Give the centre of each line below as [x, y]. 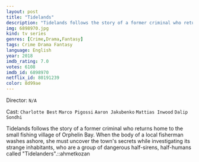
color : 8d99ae [24, 84]
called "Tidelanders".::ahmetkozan [48, 154]
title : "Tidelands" [30, 17]
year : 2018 [20, 56]
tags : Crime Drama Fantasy [39, 45]
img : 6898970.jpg [28, 28]
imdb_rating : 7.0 [28, 61]
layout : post [22, 12]
